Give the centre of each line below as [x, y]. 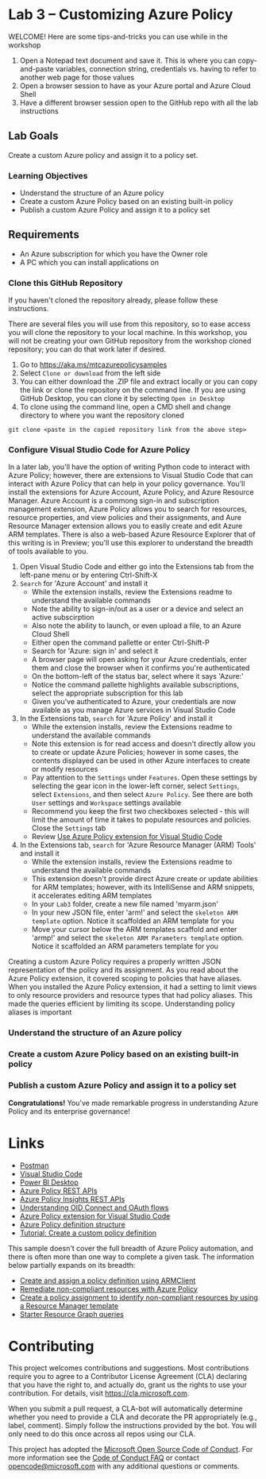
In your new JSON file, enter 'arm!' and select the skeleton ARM [135, 913]
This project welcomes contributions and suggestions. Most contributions [129, 1368]
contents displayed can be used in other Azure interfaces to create [141, 761]
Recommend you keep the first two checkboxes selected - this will [141, 811]
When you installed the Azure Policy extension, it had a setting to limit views [133, 987]
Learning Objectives [48, 175]
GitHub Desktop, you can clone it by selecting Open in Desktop [122, 399]
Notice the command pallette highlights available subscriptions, [135, 685]
